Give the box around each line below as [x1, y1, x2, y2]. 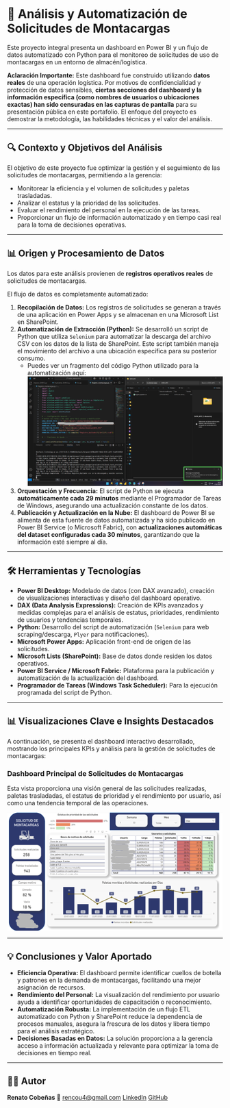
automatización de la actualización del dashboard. [16, 674, 159, 682]
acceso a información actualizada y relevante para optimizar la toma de [16, 1042, 219, 1050]
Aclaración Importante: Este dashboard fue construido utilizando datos [7, 71, 210, 79]
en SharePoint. [16, 318, 60, 326]
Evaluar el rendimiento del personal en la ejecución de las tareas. [16, 205, 201, 214]
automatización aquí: [27, 368, 87, 377]
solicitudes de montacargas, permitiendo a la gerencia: [7, 171, 162, 179]
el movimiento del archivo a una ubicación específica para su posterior [16, 347, 217, 355]
